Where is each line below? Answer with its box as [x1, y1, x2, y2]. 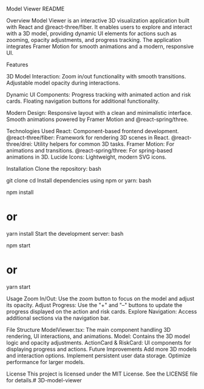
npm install [6, 188, 34, 196]
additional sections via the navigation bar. [6, 314, 110, 322]
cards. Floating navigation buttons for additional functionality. [6, 97, 160, 105]
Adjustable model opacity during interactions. [6, 79, 120, 86]
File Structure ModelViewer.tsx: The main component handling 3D [6, 326, 171, 333]
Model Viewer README [6, 5, 65, 12]
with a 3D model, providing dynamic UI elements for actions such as [6, 30, 177, 37]
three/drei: [6, 140, 33, 148]
